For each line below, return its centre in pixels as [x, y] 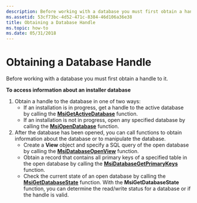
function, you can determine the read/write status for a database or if [107, 189]
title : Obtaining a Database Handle [51, 22]
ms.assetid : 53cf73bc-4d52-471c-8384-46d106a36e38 [69, 17]
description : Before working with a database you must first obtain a [94, 11]
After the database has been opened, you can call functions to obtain [98, 133]
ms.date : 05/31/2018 [31, 33]
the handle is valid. [46, 195]
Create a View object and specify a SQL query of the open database [106, 145]
